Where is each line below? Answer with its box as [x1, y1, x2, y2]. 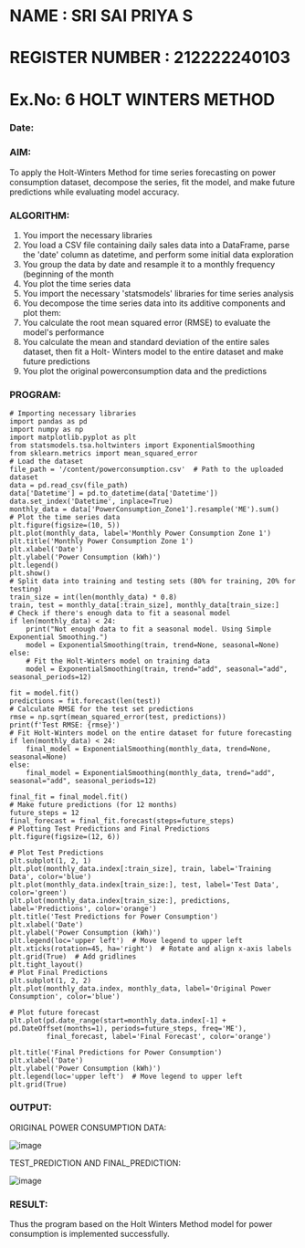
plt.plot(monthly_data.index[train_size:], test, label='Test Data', [9, 880, 280, 890]
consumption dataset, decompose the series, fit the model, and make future [9, 176, 296, 187]
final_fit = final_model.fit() [9, 792, 129, 802]
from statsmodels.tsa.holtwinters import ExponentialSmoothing [9, 441, 256, 450]
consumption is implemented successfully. [9, 1228, 171, 1239]
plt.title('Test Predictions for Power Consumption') [9, 912, 219, 922]
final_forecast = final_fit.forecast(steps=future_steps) [9, 816, 235, 826]
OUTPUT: [9, 1101, 52, 1114]
